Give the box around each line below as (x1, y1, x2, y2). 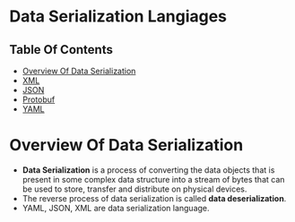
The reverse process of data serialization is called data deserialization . (22, 192, 287, 203)
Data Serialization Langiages (9, 6, 227, 27)
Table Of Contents (9, 42, 114, 57)
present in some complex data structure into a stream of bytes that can (22, 174, 285, 184)
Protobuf (22, 94, 56, 105)
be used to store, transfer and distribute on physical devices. (22, 184, 247, 194)
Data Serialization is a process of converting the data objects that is (22, 164, 275, 175)
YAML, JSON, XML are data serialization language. (22, 202, 210, 213)
